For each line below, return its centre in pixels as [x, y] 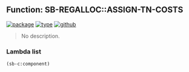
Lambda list [24, 52]
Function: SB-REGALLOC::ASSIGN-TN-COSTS [95, 10]
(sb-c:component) [28, 64]
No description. [40, 36]
